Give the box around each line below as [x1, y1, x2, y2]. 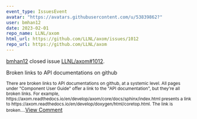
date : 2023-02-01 [6, 25, 49, 31]
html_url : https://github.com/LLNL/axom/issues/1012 [6, 36, 139, 42]
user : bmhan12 [6, 19, 41, 25]
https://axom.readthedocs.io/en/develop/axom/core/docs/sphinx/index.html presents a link [6, 95, 191, 102]
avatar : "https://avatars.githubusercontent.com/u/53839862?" [6, 14, 163, 20]
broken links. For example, [6, 91, 60, 97]
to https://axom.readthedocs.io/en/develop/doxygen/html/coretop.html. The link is [6, 101, 173, 107]
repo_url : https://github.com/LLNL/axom [6, 42, 108, 48]
